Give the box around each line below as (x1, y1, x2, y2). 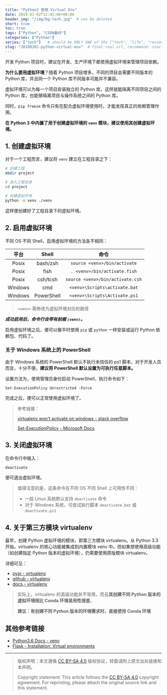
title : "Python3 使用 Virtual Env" (5, 7, 78, 12)
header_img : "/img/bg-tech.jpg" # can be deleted (5, 16, 112, 21)
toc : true (5, 26, 26, 31)
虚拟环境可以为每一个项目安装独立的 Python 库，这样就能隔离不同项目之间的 (5, 86, 162, 92)
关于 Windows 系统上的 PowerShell (5, 347, 91, 353)
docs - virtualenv (12, 581, 48, 587)
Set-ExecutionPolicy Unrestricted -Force (5, 385, 92, 390)
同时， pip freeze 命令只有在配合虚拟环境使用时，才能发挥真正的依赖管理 (5, 103, 155, 109)
